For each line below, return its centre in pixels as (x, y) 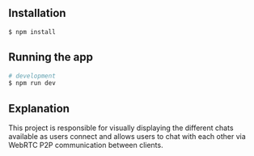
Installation (37, 13)
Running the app (51, 57)
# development (32, 76)
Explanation (39, 108)
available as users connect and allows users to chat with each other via (127, 137)
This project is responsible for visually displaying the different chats (121, 128)
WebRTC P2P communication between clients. (86, 145)
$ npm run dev (32, 83)
